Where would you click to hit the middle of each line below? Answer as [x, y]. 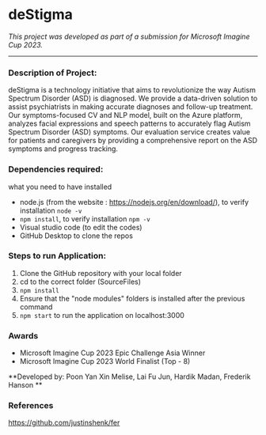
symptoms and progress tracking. [63, 149]
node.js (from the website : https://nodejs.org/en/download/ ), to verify [134, 202]
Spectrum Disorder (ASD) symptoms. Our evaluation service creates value [129, 132]
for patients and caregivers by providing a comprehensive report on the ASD [133, 141]
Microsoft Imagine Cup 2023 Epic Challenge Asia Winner [112, 353]
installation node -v [51, 210]
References [31, 406]
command [36, 307]
